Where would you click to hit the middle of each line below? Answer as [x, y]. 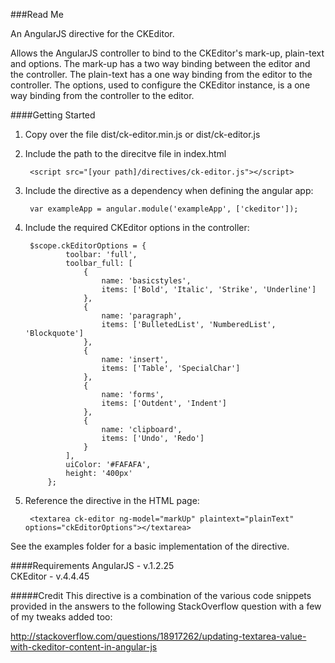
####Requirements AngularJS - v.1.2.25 [92, 565]
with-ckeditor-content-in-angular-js [84, 647]
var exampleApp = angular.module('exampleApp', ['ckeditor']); [164, 209]
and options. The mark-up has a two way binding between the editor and [160, 63]
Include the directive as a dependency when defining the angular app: [169, 190]
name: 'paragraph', [142, 316]
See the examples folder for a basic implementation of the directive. [150, 546]
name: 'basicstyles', [146, 281]
